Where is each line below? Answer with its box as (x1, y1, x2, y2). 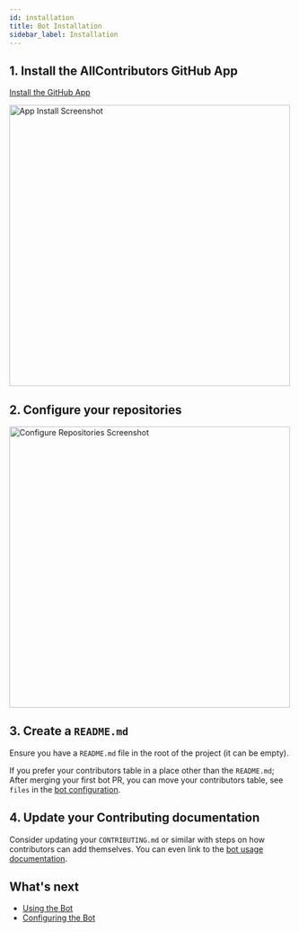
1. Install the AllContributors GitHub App (9, 63, 238, 78)
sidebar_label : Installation (9, 30, 119, 39)
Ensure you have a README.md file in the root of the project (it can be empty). (9, 748, 289, 758)
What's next (9, 879, 79, 895)
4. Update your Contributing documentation (9, 811, 260, 826)
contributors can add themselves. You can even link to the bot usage (9, 843, 264, 855)
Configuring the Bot (22, 912, 96, 923)
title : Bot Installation (9, 22, 102, 31)
